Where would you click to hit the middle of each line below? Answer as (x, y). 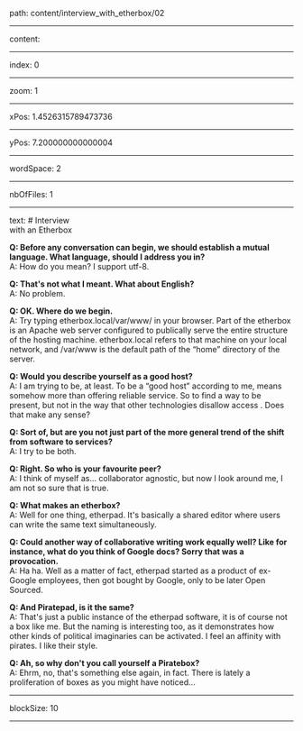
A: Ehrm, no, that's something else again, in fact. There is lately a (130, 672)
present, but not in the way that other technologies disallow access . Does (147, 405)
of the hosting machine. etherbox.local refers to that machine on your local (148, 340)
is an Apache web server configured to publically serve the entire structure (149, 330)
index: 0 (24, 65)
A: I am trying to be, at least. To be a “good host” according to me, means (146, 386)
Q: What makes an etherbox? (65, 505)
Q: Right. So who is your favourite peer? (86, 469)
